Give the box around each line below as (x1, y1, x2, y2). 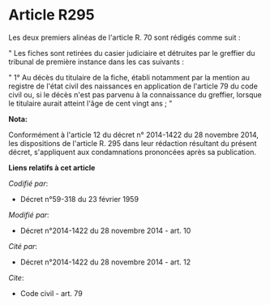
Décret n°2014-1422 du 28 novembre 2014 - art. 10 (19, 226, 191, 235)
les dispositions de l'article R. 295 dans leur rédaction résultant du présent (8, 138, 257, 148)
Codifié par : (8, 178, 49, 188)
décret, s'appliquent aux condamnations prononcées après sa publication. (8, 147, 257, 157)
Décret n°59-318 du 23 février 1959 (19, 194, 139, 204)
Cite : (8, 273, 24, 282)
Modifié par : (8, 209, 50, 220)
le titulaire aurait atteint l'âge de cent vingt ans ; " (8, 98, 173, 108)
